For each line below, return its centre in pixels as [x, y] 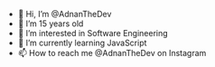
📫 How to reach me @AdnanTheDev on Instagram [112, 53]
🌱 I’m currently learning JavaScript [82, 43]
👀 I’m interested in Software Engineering [93, 33]
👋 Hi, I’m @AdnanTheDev [65, 14]
